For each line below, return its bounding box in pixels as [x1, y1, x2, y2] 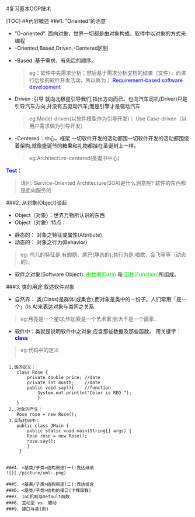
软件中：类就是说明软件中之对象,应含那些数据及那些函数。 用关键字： [14, 328, 182, 335]
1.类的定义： [8, 364, 36, 370]
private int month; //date [27, 380, 100, 385]
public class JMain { [16, 423, 69, 429]
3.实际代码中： [8, 418, 40, 423]
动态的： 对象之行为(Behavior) [14, 239, 88, 246]
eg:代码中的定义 [20, 347, 60, 353]
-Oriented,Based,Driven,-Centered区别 [14, 44, 109, 51]
